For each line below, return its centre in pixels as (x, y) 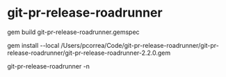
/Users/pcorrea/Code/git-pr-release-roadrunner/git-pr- (140, 45)
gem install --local (33, 45)
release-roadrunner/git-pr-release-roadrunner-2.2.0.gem (89, 53)
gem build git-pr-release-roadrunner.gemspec (74, 32)
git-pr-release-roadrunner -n (49, 66)
